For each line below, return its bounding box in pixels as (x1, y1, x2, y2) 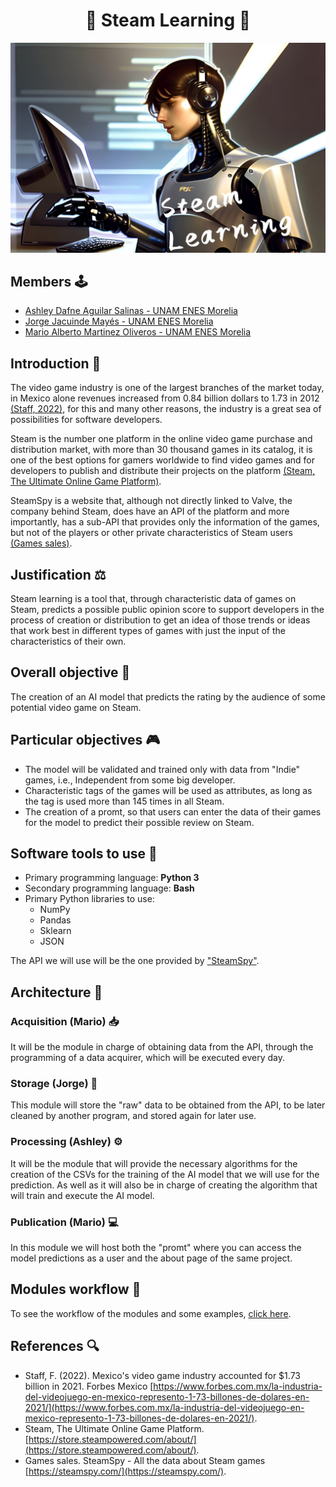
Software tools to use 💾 (10, 845, 158, 863)
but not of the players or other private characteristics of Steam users (10, 527, 293, 539)
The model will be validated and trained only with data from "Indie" (24, 763, 301, 775)
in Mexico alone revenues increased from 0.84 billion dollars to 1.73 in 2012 (10, 392, 320, 404)
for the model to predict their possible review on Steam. (24, 816, 255, 828)
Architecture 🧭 (10, 984, 103, 1001)
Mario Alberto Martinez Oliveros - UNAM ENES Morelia (24, 326, 252, 338)
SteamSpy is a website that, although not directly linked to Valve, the (10, 495, 293, 507)
